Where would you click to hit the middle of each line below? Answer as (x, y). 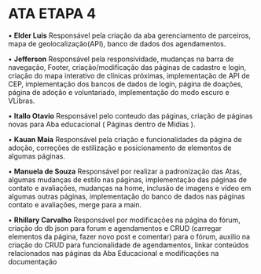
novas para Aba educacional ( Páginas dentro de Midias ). (102, 124)
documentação (33, 261)
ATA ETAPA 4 (52, 14)
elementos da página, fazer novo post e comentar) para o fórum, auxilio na (129, 236)
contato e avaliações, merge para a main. (75, 204)
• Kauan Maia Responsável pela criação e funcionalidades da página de (125, 139)
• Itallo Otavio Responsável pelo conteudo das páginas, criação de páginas (130, 115)
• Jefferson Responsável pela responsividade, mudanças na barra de (121, 59)
